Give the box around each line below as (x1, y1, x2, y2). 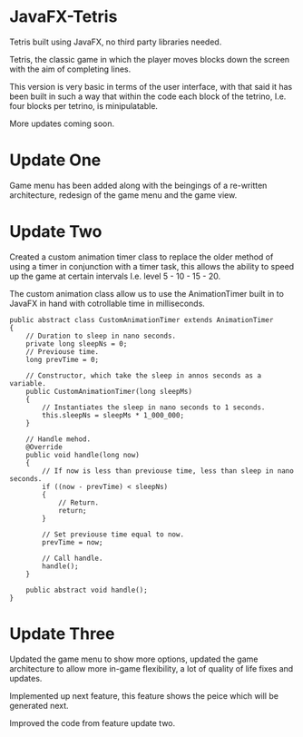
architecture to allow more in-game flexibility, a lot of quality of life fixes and (9, 663, 294, 673)
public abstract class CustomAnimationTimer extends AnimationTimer (9, 315, 274, 324)
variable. (9, 378, 47, 388)
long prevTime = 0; (25, 355, 100, 364)
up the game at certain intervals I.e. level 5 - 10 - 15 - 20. (9, 270, 220, 281)
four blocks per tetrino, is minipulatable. (9, 100, 159, 111)
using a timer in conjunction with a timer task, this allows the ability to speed (9, 260, 295, 271)
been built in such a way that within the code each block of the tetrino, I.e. (9, 91, 287, 102)
